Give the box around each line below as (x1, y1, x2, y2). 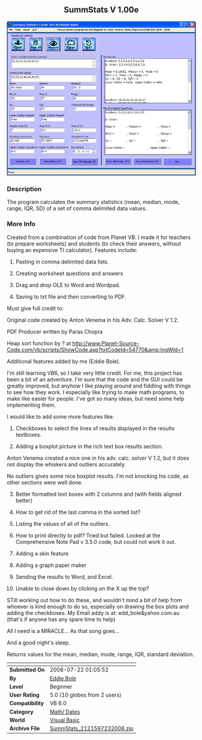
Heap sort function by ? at (7, 339, 71, 347)
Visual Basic (49, 716, 80, 724)
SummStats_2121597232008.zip (49, 725, 134, 732)
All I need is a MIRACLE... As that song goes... (7, 627, 120, 634)
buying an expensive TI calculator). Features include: (7, 246, 138, 253)
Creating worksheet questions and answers (15, 270, 123, 277)
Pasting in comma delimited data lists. (15, 258, 110, 265)
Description (7, 185, 42, 193)
